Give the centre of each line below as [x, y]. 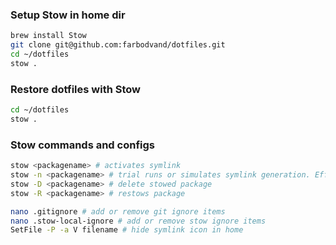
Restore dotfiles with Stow [75, 89]
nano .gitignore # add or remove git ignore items [118, 211]
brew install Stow [48, 36]
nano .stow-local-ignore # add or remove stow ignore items [138, 221]
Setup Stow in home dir [68, 15]
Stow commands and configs [82, 145]
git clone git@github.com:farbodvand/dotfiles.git [118, 45]
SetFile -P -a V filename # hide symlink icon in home [127, 230]
